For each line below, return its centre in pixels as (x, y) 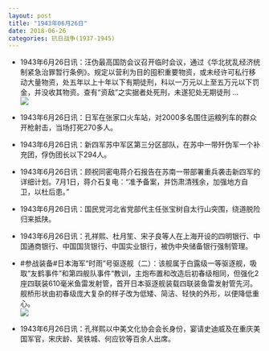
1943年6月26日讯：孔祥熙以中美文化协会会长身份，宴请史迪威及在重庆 (137, 329)
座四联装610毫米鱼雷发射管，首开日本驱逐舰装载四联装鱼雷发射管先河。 (139, 283)
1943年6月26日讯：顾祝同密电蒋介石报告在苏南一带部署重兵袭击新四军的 (140, 172)
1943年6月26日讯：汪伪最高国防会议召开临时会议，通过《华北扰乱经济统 (140, 62)
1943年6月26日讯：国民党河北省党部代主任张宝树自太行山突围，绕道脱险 (140, 209)
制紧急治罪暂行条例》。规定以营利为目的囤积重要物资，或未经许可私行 (134, 72)
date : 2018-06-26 (37, 31)
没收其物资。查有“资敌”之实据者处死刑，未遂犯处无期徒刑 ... (140, 93)
